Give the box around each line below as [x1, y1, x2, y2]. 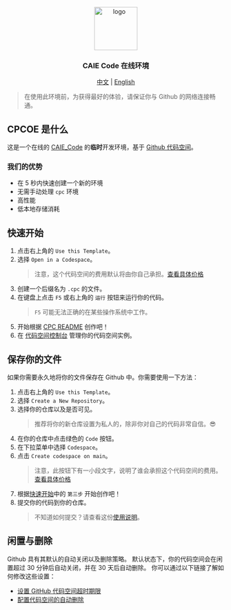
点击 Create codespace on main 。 [17, 452, 112, 460]
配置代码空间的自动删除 [17, 595, 84, 604]
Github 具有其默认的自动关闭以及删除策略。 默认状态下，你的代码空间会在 [7, 555, 217, 563]
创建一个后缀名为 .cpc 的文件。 [17, 285, 106, 293]
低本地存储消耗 [17, 204, 60, 213]
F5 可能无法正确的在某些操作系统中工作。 [34, 308, 152, 316]
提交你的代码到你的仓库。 [17, 498, 90, 507]
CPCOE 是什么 [7, 123, 69, 135]
